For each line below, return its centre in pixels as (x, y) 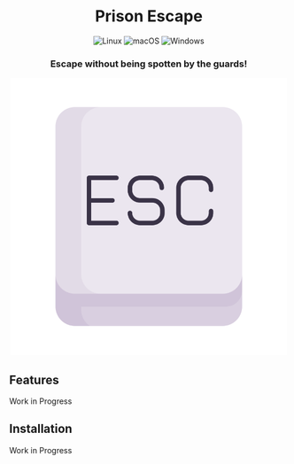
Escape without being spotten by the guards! (149, 64)
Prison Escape (149, 16)
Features (34, 379)
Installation (41, 429)
